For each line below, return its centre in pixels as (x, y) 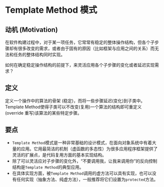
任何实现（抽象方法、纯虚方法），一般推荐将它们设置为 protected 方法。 (87, 179)
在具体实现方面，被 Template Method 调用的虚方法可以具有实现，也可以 (82, 173)
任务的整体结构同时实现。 (39, 55)
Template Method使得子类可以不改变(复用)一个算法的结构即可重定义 (73, 107)
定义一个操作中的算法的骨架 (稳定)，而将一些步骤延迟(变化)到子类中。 (75, 100)
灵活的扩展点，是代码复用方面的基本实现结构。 (59, 155)
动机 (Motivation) (31, 30)
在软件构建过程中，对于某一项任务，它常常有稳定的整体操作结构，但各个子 (80, 42)
